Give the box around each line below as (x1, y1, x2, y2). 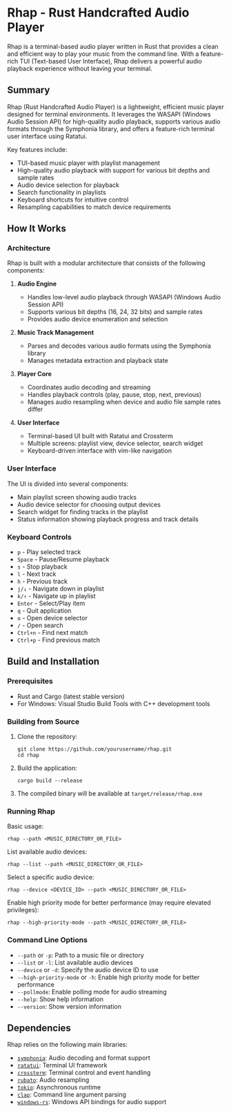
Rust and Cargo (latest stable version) (17, 692, 125, 700)
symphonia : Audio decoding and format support (17, 1054, 150, 1062)
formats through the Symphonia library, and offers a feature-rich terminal (7, 124, 215, 132)
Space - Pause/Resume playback (17, 555, 110, 564)
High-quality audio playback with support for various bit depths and (17, 166, 210, 174)
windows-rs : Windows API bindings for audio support (17, 1098, 167, 1106)
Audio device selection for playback (17, 181, 119, 189)
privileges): (7, 906, 39, 914)
